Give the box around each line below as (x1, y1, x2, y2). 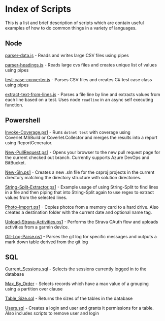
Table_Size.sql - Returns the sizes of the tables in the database (5, 295, 133, 301)
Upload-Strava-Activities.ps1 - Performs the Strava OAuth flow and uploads (5, 219, 159, 225)
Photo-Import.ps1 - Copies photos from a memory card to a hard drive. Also (5, 204, 159, 210)
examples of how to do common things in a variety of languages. (5, 25, 137, 31)
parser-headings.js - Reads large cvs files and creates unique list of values (5, 62, 157, 67)
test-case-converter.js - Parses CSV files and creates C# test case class (5, 76, 152, 82)
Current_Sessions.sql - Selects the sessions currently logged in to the (5, 266, 147, 272)
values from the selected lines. (5, 194, 67, 200)
